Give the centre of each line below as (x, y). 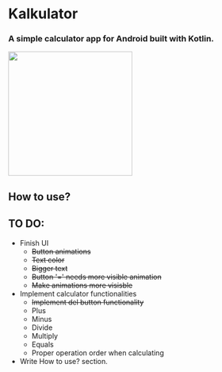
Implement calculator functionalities (78, 293)
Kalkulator (43, 14)
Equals (42, 344)
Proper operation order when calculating (98, 353)
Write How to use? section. (64, 361)
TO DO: (27, 224)
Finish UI (34, 242)
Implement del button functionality (88, 302)
